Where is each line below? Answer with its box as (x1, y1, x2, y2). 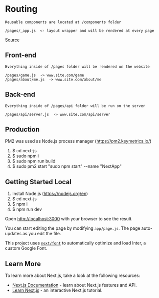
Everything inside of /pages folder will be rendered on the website (5, 64, 150, 69)
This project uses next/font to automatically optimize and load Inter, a (5, 240, 146, 246)
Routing (5, 3, 38, 15)
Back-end (5, 90, 36, 99)
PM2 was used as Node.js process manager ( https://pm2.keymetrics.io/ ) (5, 138, 152, 144)
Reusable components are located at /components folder (5, 20, 121, 25)
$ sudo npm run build (12, 158, 56, 164)
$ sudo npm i (12, 153, 39, 159)
